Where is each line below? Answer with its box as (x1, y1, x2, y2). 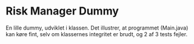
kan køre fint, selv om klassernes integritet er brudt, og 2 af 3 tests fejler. (5, 30, 188, 37)
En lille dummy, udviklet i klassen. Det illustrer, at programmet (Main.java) (5, 24, 189, 31)
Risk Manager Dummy (5, 4, 119, 18)
